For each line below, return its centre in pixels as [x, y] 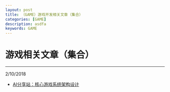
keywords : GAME [21, 29]
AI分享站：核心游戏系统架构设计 [46, 84]
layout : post [19, 10]
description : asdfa [26, 24]
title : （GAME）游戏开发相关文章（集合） [44, 15]
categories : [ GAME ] [26, 19]
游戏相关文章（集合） [50, 55]
